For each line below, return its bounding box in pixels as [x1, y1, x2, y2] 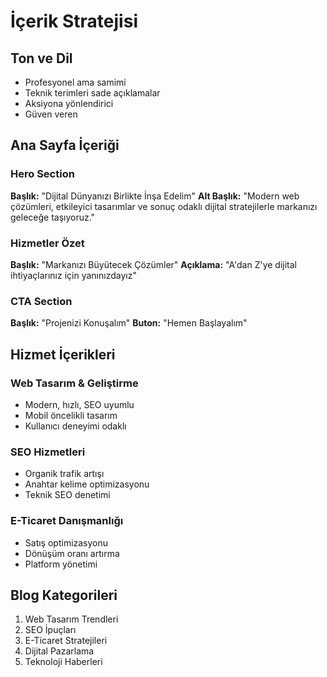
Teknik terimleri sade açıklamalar [24, 87, 161, 99]
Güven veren [24, 108, 78, 120]
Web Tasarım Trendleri [24, 613, 119, 625]
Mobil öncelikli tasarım [24, 409, 118, 421]
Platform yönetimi [24, 558, 98, 570]
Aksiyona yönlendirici [24, 98, 114, 109]
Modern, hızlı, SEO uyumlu [24, 398, 135, 410]
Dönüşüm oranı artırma [24, 547, 120, 559]
